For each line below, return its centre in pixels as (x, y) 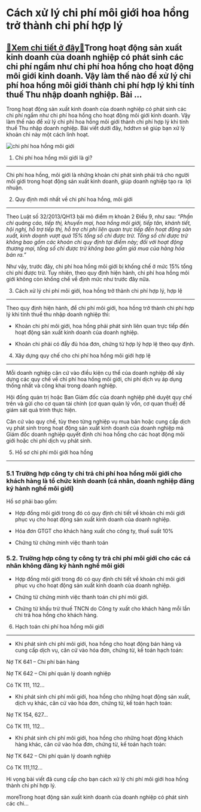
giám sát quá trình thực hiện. (41, 410)
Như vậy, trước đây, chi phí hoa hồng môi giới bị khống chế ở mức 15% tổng (99, 266)
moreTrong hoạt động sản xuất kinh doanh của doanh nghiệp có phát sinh (97, 797)
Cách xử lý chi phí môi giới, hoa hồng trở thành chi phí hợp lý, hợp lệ (98, 291)
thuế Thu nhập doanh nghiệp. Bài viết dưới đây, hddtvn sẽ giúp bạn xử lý (96, 128)
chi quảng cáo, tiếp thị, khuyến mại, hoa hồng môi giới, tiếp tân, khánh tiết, (99, 223)
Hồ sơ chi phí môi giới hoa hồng (54, 452)
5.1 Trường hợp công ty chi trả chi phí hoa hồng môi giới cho (94, 473)
